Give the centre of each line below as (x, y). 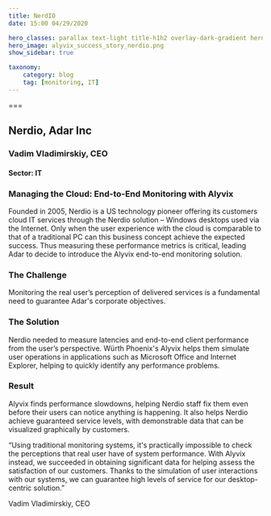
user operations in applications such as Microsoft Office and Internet (122, 356)
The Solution (34, 322)
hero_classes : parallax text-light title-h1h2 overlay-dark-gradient (128, 38)
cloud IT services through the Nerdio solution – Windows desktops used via (134, 219)
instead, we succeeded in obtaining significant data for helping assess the (132, 462)
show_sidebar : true (41, 53)
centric (20, 488)
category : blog (48, 75)
